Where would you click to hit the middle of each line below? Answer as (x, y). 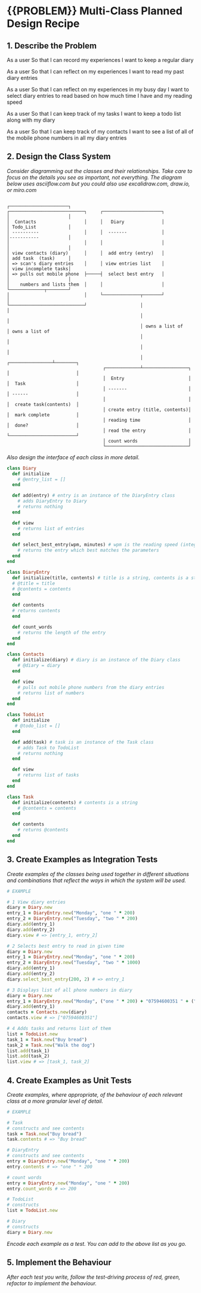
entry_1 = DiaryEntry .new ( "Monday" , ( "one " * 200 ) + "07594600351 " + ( (101, 1001)
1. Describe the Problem (52, 46)
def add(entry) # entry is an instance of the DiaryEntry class (94, 496)
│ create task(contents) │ (43, 404)
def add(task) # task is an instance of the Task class (83, 742)
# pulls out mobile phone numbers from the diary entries (91, 687)
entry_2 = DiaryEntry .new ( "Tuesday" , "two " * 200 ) (72, 919)
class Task (20, 797)
